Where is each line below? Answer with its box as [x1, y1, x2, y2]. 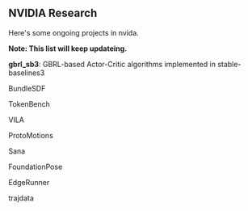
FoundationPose [8, 162, 63, 171]
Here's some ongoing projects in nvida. [8, 27, 139, 37]
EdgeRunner [8, 177, 50, 187]
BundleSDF [8, 83, 46, 93]
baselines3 [8, 68, 45, 78]
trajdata [8, 193, 35, 203]
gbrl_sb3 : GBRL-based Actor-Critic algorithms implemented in [8, 59, 216, 69]
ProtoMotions [8, 130, 54, 140]
